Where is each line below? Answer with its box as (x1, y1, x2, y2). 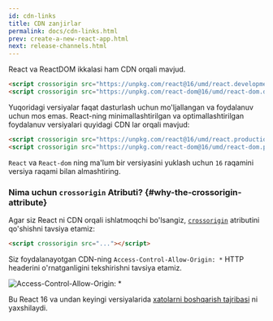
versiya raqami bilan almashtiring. (8, 166, 121, 176)
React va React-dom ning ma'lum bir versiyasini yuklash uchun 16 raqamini (8, 158, 254, 167)
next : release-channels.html (8, 42, 107, 50)
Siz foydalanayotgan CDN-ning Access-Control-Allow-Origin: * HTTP (8, 254, 245, 264)
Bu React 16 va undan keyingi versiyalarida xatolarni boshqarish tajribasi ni (8, 294, 258, 304)
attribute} (8, 197, 48, 208)
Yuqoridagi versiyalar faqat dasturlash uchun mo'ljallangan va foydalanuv (8, 102, 254, 112)
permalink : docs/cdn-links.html (8, 27, 118, 35)
